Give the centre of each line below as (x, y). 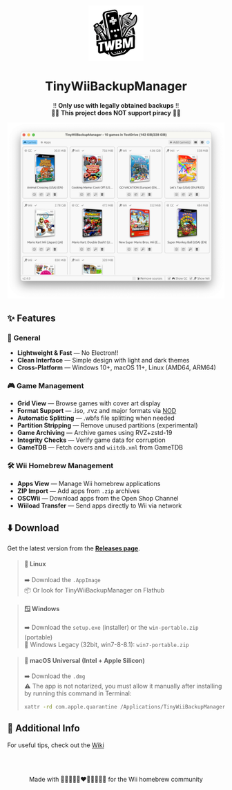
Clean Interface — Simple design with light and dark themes (103, 360)
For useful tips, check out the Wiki (56, 745)
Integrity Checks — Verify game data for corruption (91, 440)
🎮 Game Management (46, 386)
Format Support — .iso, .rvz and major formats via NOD (97, 411)
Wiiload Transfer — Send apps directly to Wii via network (99, 505)
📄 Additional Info (44, 728)
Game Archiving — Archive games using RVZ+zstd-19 (95, 433)
